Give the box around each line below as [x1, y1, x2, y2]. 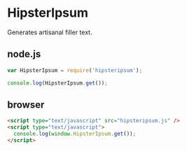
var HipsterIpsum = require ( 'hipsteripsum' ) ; [7, 66, 142, 74]
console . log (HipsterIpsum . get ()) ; [7, 79, 109, 87]
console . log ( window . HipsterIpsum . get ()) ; [13, 131, 137, 138]
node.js [7, 48, 41, 60]
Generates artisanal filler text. [7, 28, 92, 36]
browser [7, 99, 45, 110]
